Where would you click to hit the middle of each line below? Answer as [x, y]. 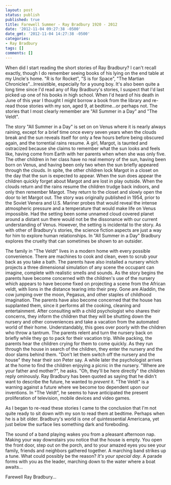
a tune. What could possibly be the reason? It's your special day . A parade [84, 456]
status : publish [22, 15]
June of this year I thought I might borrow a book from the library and [78, 100]
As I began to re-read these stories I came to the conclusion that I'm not [81, 408]
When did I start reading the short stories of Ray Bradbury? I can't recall [81, 68]
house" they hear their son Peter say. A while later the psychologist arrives [84, 360]
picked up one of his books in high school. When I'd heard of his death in [82, 95]
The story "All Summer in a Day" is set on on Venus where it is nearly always [86, 127]
